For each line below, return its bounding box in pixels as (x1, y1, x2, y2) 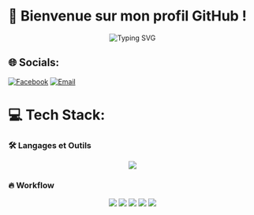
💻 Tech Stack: (8, 106, 106, 124)
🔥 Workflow (8, 180, 55, 191)
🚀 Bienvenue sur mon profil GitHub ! (8, 7, 247, 25)
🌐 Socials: (8, 56, 60, 69)
